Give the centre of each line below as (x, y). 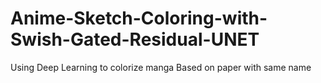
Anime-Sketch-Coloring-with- (139, 18)
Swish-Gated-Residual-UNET (135, 39)
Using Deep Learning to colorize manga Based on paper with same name (161, 67)
